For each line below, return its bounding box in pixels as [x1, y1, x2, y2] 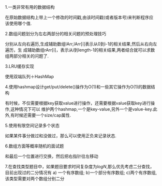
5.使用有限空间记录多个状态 [5, 123, 59, 128]
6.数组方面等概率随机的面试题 [5, 143, 64, 149]
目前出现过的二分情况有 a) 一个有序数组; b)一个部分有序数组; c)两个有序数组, [5, 170, 157, 175]
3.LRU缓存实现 [5, 63, 34, 69]
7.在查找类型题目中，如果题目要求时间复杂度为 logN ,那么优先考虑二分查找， [5, 164, 155, 169]
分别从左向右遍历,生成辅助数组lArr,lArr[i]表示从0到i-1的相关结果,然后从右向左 [5, 41, 157, 47]
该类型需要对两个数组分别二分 [5, 176, 64, 181]
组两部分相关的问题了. [5, 53, 49, 59]
